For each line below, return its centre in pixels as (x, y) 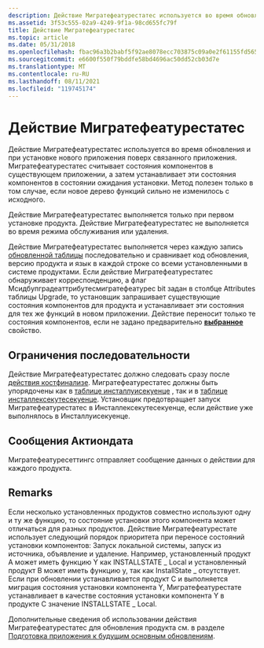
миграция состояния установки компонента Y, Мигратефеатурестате (125, 587)
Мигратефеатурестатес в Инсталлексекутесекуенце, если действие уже (131, 408)
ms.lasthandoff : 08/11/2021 (54, 81)
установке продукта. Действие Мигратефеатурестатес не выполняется (128, 223)
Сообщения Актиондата (71, 441)
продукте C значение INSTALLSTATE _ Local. (82, 604)
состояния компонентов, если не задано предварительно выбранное (126, 322)
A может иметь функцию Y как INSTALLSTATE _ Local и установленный (127, 562)
